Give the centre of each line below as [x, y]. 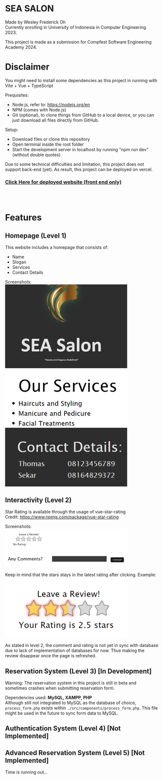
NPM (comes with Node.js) [39, 110]
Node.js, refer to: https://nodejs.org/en [51, 104]
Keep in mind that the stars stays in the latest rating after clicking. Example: [81, 575]
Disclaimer [27, 67]
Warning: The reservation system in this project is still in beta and [71, 683]
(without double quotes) [36, 155]
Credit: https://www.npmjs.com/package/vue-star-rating [62, 517]
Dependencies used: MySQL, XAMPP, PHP [49, 698]
